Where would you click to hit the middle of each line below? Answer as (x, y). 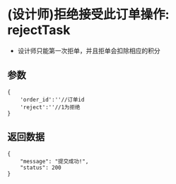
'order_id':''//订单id (52, 99)
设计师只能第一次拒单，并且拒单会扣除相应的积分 (89, 50)
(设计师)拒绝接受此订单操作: (88, 15)
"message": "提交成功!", (54, 161)
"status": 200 (41, 168)
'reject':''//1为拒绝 (50, 107)
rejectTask (39, 30)
